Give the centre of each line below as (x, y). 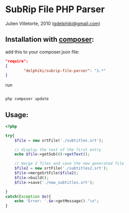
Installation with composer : (50, 39)
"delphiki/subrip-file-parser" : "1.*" (65, 71)
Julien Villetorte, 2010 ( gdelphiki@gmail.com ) (53, 23)
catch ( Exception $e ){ (28, 196)
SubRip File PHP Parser (55, 9)
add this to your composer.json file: (42, 51)
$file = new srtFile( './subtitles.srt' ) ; (59, 140)
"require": (17, 61)
